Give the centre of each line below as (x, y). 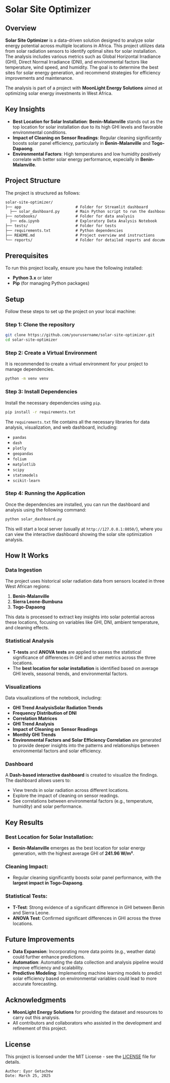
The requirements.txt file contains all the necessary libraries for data (78, 422)
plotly (19, 448)
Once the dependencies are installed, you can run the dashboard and (78, 504)
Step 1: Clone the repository (40, 325)
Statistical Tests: (26, 896)
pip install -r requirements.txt (40, 412)
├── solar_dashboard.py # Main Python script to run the (78, 212)
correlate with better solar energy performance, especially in (76, 159)
